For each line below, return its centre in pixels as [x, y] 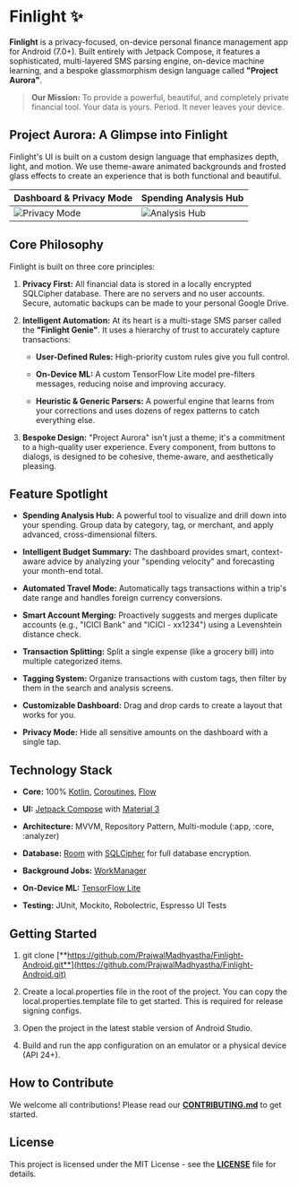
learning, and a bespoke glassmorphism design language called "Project [144, 70]
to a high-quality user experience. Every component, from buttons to [149, 446]
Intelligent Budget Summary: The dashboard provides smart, [136, 552]
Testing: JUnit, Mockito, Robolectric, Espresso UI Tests [124, 905]
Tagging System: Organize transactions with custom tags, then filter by [154, 679]
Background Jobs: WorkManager [84, 870]
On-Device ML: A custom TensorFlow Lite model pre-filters [145, 374]
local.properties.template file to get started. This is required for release [153, 1001]
